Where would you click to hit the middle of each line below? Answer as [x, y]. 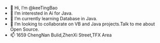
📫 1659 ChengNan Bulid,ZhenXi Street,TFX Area [61, 35]
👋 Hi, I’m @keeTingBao [34, 8]
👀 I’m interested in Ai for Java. [41, 13]
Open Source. [25, 29]
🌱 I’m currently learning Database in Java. [54, 18]
